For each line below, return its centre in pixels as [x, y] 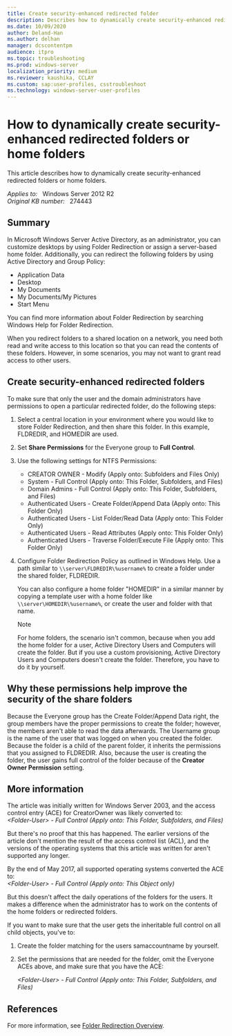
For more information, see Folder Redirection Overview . [86, 1026]
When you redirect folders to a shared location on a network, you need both [115, 338]
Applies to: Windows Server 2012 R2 [61, 194]
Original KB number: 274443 [50, 202]
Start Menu [33, 304]
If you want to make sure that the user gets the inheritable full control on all [114, 925]
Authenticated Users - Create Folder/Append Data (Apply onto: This [124, 503]
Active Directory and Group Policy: [56, 261]
